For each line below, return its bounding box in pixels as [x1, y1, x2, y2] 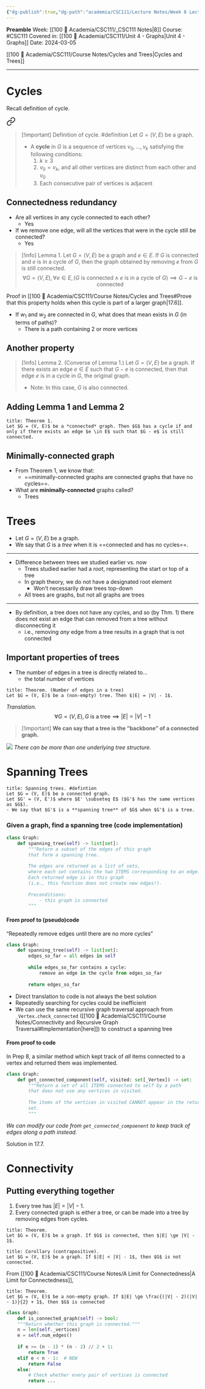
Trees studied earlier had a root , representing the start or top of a [24, 565, 189, 572]
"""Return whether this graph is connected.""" [17, 1321, 140, 1327]
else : [17, 1366, 32, 1372]
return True [28, 1349, 59, 1355]
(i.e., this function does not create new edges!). [28, 880, 163, 886]
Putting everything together [6, 1186, 115, 1196]
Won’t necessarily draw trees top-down [33, 584, 133, 592]
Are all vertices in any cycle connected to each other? [15, 214, 151, 221]
